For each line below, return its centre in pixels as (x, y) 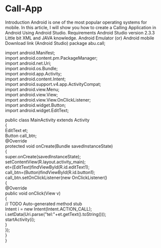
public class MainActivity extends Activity (47, 120)
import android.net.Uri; (28, 63)
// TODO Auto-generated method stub (44, 204)
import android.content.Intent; (35, 79)
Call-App (24, 9)
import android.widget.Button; (35, 105)
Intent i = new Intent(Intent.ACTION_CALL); (48, 209)
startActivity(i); (20, 219)
